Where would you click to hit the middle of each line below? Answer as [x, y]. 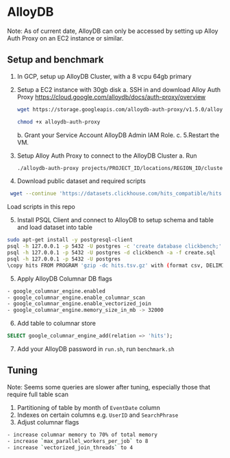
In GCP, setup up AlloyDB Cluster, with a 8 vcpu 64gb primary [104, 76]
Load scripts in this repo [41, 207]
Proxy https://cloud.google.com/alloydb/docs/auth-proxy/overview [111, 97]
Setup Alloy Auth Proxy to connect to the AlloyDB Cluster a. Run [107, 156]
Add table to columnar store [56, 324]
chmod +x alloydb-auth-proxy [59, 122]
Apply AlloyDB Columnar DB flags [65, 278]
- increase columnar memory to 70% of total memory [82, 435]
